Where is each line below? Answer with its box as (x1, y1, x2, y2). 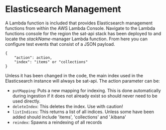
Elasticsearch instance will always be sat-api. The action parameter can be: (5, 78, 161, 84)
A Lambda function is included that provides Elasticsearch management (5, 20, 153, 26)
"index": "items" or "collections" (14, 59, 88, 64)
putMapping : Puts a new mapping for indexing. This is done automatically (12, 87, 161, 93)
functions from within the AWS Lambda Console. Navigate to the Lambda (5, 25, 156, 31)
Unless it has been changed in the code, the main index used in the (5, 72, 144, 78)
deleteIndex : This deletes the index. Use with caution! (12, 103, 123, 109)
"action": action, (14, 55, 52, 60)
